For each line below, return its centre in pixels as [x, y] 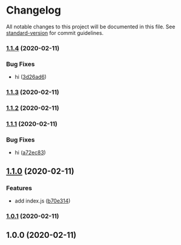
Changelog [34, 10]
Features [19, 188]
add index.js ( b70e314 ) [42, 201]
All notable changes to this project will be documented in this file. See [91, 27]
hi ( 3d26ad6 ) [31, 77]
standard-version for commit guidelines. [55, 32]
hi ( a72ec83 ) [30, 153]
